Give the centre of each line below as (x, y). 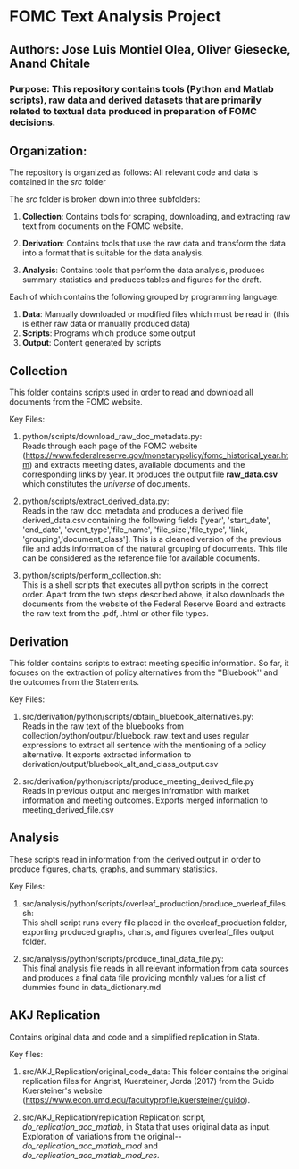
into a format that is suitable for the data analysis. (113, 253)
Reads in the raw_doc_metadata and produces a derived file (133, 511)
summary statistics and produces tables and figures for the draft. (141, 280)
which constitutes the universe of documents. (106, 484)
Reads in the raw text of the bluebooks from (103, 726)
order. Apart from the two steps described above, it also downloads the (154, 595)
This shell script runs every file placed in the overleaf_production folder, (154, 923)
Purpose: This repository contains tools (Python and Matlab (141, 88)
